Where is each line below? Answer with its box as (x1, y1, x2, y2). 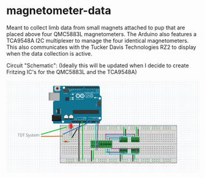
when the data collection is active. (6, 50, 93, 57)
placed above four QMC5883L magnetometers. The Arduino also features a (6, 30, 197, 37)
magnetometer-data (6, 4, 111, 18)
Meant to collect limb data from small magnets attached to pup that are (6, 24, 185, 31)
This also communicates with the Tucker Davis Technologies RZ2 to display (6, 43, 196, 51)
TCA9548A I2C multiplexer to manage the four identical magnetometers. (6, 37, 189, 44)
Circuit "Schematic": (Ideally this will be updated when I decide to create (6, 62, 189, 69)
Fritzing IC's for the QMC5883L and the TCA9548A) (6, 68, 137, 75)
